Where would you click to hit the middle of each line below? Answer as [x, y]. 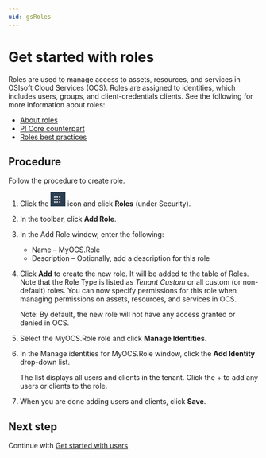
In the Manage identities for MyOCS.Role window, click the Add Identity [137, 354]
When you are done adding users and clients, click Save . [113, 402]
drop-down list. [44, 363]
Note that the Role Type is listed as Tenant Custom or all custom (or [130, 282]
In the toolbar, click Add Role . [68, 219]
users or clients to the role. [64, 386]
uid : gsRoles [30, 17]
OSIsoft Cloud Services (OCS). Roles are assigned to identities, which [122, 87]
